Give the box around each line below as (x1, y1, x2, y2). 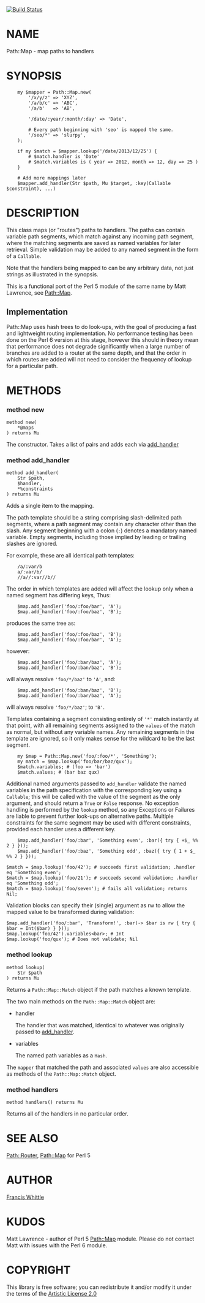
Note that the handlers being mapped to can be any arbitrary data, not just (6, 264, 194, 271)
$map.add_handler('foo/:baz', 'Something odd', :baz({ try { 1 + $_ (17, 848, 196, 855)
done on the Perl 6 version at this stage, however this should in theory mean (6, 336, 199, 343)
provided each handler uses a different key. (6, 826, 116, 833)
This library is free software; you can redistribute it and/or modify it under (6, 1283, 192, 1291)
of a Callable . (6, 252, 42, 260)
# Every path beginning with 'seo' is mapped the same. (28, 126, 174, 133)
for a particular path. (6, 362, 58, 369)
